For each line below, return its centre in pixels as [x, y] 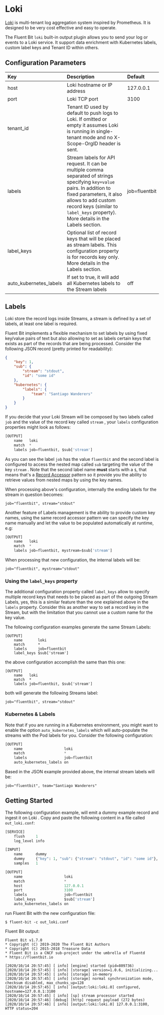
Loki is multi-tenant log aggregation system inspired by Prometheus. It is [78, 22]
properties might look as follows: [38, 427]
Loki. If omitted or [87, 119]
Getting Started [29, 801]
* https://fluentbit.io [29, 957]
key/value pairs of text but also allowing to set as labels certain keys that [78, 338]
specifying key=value [91, 182]
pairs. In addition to [89, 188]
